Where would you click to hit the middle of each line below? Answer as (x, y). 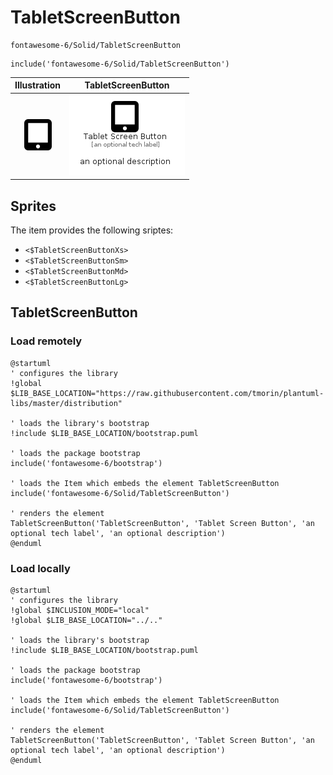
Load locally (40, 568)
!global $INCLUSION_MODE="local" (80, 610)
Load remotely (46, 341)
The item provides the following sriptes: (92, 230)
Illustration (38, 85)
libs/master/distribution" (66, 403)
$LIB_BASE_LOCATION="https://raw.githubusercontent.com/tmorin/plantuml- (167, 393)
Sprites (33, 206)
